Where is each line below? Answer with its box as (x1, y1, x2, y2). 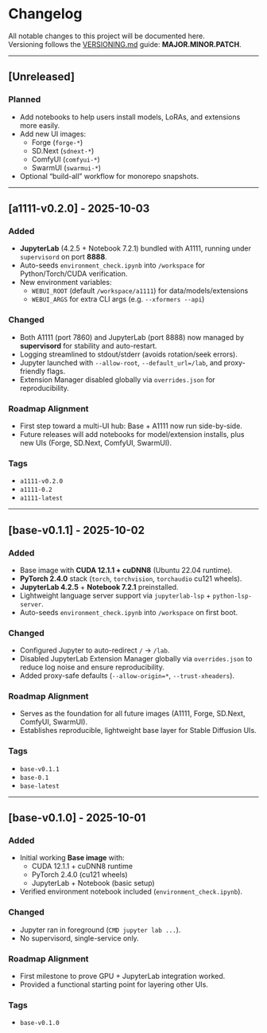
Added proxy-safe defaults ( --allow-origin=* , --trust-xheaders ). (19, 671, 235, 680)
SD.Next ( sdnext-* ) (31, 146, 95, 155)
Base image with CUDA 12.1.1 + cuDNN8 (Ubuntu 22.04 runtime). (19, 565, 233, 575)
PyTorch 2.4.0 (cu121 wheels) (31, 870, 129, 879)
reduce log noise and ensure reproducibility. (19, 662, 165, 672)
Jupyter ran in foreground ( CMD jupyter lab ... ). (19, 925, 181, 934)
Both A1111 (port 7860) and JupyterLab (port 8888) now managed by (19, 332, 244, 342)
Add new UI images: (19, 129, 86, 138)
